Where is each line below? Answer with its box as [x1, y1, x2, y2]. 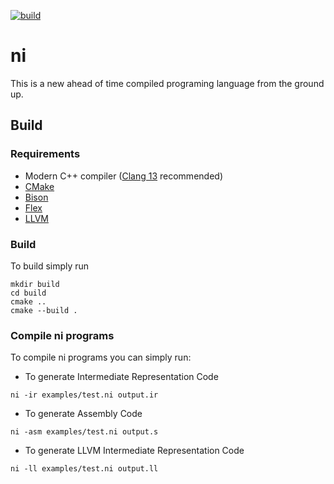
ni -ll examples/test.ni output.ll [10, 464, 159, 474]
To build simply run [10, 260, 90, 272]
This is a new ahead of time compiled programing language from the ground [10, 77, 325, 89]
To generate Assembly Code [24, 408, 143, 420]
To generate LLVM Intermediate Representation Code [24, 445, 245, 457]
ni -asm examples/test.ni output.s [10, 427, 159, 437]
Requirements [10, 147, 81, 161]
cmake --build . [10, 305, 78, 315]
